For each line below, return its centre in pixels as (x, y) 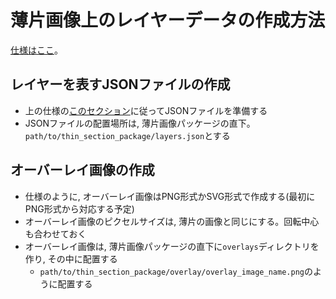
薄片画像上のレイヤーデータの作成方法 (168, 20)
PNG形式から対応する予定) (79, 208)
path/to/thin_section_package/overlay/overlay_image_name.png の (176, 271)
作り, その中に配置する (71, 258)
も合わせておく (55, 233)
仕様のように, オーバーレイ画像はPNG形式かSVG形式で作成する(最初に (170, 196)
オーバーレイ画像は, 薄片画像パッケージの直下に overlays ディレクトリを (172, 246)
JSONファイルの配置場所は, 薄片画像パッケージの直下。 (140, 123)
